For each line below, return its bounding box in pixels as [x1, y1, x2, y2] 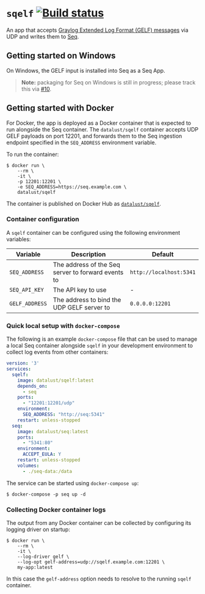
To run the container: [6, 150, 59, 158]
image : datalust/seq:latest [17, 428, 88, 434]
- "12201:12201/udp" [22, 400, 75, 406]
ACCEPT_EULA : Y [22, 451, 62, 458]
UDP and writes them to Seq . [6, 32, 79, 40]
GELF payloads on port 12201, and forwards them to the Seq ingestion [6, 132, 182, 139]
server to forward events [52, 268, 124, 277]
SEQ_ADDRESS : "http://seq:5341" [22, 412, 105, 418]
